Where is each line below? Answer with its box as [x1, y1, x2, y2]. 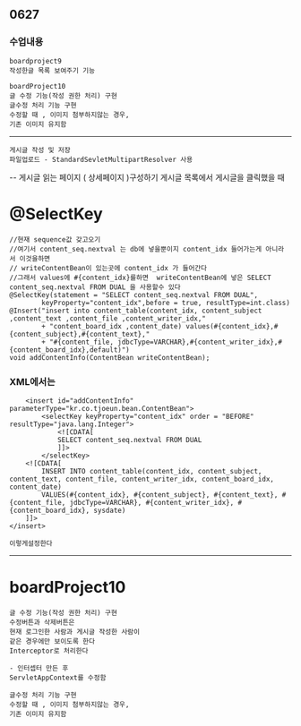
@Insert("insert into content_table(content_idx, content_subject [9, 306, 262, 315]
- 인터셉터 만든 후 [9, 663, 69, 672]
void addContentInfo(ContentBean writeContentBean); [9, 353, 211, 362]
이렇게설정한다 [9, 539, 53, 548]
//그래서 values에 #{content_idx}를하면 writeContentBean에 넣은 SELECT [9, 273, 271, 282]
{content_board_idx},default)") [9, 345, 130, 354]
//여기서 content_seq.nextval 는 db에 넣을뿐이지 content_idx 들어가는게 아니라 [9, 244, 285, 253]
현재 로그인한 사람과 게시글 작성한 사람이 [9, 627, 141, 636]
